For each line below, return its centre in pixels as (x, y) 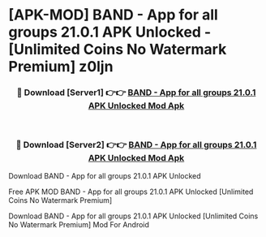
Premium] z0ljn (61, 67)
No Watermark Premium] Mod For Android (79, 224)
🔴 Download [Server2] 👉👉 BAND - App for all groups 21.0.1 (136, 145)
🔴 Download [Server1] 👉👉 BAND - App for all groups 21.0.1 (136, 93)
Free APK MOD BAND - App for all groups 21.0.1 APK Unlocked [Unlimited (131, 192)
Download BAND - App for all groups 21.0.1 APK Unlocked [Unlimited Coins (133, 216)
